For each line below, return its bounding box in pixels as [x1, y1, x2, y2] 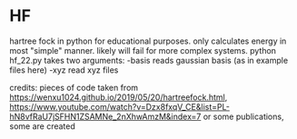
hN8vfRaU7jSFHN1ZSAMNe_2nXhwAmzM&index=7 [9, 111, 202, 122]
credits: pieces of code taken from [9, 82, 139, 93]
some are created [9, 120, 75, 132]
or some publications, [203, 111, 284, 122]
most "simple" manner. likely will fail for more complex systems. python [9, 45, 277, 55]
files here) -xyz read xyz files [9, 65, 119, 75]
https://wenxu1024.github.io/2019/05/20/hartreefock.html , [9, 92, 228, 103]
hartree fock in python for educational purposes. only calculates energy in [9, 35, 287, 46]
